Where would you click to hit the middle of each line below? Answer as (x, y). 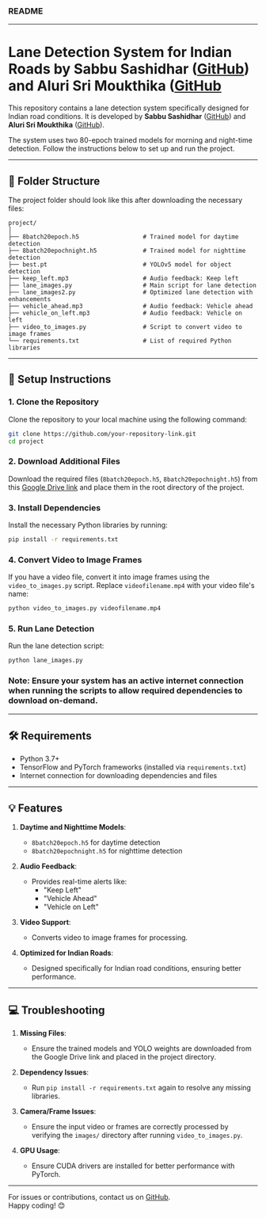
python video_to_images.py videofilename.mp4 (84, 609)
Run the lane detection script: (56, 646)
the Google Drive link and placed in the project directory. (123, 1057)
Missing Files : (43, 1033)
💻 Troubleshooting (57, 1010)
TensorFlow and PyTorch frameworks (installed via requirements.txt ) (133, 767)
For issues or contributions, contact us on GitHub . (89, 1197)
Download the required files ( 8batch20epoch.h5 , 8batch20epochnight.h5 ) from (133, 479)
